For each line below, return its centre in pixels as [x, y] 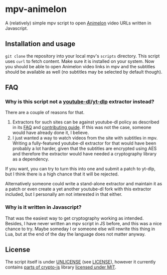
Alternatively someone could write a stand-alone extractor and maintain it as [84, 184]
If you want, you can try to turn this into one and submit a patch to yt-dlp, [80, 169]
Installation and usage [40, 44]
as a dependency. [31, 159]
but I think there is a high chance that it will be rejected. [62, 174]
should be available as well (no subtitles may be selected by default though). [84, 72]
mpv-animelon [36, 9]
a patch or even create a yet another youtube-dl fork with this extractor [78, 189]
